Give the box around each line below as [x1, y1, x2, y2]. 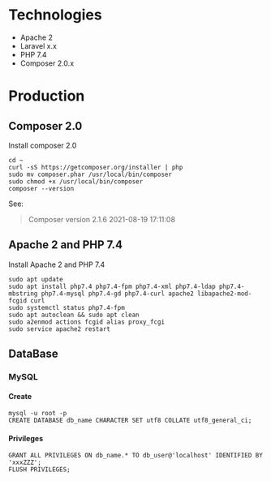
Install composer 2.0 [8, 140, 77, 150]
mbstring [8, 290, 38, 298]
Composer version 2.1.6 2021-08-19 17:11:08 [28, 214, 176, 224]
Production [8, 87, 85, 105]
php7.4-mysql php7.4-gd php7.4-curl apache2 [41, 290, 195, 298]
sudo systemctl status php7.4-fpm [8, 303, 126, 311]
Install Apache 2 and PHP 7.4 [8, 260, 105, 269]
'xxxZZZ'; [8, 458, 42, 467]
